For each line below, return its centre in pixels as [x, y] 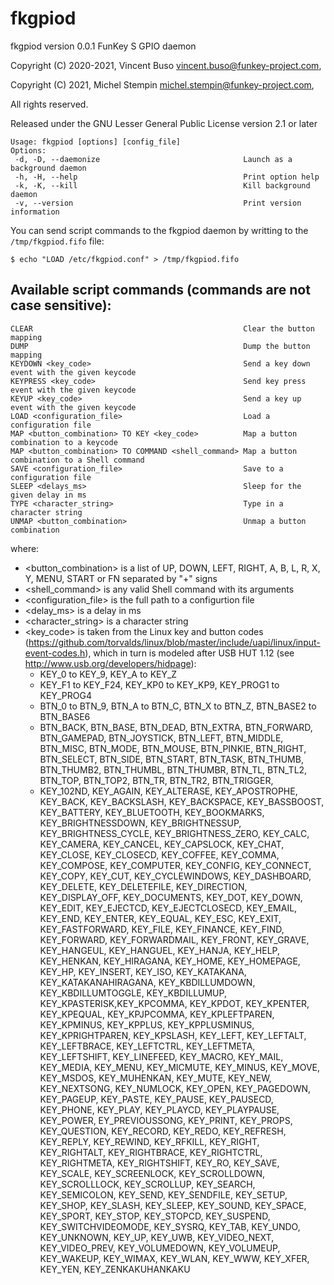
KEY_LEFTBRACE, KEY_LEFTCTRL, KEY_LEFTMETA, [147, 1046]
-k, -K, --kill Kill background [162, 185]
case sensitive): [61, 305]
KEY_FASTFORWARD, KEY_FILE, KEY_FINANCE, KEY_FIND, [162, 929]
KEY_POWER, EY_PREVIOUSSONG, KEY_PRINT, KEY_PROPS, [166, 1120]
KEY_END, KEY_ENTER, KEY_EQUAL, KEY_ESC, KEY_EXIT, [160, 918]
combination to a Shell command [77, 460]
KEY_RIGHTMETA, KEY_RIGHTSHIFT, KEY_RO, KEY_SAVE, [159, 1163]
